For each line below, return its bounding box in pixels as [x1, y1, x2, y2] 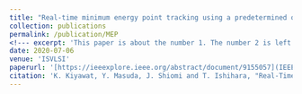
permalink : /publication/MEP [9, 30, 119, 38]
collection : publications [9, 21, 106, 30]
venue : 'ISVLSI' [9, 55, 70, 64]
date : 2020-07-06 [9, 47, 75, 56]
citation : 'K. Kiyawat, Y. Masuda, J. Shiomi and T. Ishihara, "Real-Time [9, 72, 296, 81]
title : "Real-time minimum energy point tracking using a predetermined [9, 13, 288, 22]
